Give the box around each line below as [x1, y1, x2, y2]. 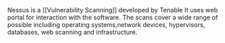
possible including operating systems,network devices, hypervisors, [7, 21, 206, 28]
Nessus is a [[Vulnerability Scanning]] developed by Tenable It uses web [7, 6, 219, 14]
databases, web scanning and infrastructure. [7, 28, 138, 36]
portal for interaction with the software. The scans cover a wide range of [7, 13, 219, 21]
